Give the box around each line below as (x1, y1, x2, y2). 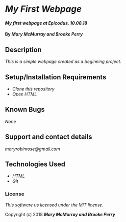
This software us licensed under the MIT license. (5, 202, 104, 208)
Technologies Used (5, 160, 65, 168)
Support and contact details (5, 133, 92, 141)
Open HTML (12, 91, 37, 97)
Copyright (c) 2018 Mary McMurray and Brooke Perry (5, 211, 115, 217)
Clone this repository (12, 86, 55, 92)
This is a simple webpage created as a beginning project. (5, 59, 122, 64)
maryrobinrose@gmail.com (5, 146, 60, 152)
